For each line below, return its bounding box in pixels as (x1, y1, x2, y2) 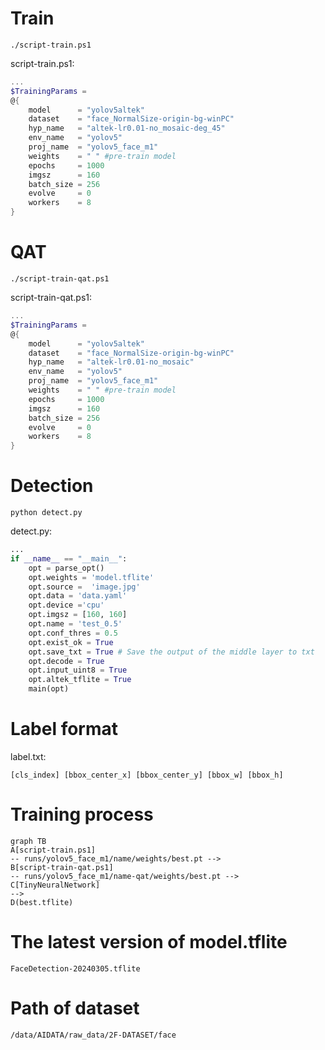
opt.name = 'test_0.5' (28, 619, 123, 629)
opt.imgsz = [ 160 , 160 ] (28, 610, 128, 620)
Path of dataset (10, 997, 140, 1020)
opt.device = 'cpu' (28, 600, 105, 611)
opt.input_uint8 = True (28, 665, 128, 676)
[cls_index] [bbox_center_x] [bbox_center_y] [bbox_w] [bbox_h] (10, 770, 284, 780)
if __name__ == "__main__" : (10, 553, 128, 564)
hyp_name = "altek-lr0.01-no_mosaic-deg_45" (28, 123, 226, 134)
